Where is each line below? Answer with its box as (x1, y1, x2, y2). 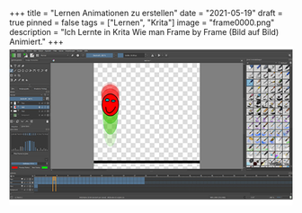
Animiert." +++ (9, 36, 65, 47)
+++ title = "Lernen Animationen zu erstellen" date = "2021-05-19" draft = (9, 8, 283, 18)
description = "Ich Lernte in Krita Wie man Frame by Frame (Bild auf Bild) (9, 27, 280, 37)
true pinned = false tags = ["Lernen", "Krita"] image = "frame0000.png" (9, 17, 275, 28)
